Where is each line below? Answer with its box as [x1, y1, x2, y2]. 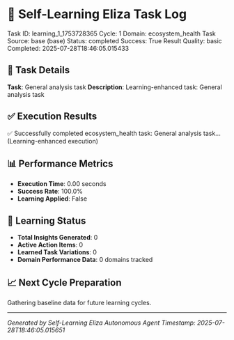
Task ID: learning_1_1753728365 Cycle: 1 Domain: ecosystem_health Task [7, 29, 216, 38]
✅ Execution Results [7, 111, 97, 123]
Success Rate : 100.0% [17, 187, 84, 196]
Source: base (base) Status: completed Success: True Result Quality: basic [7, 36, 223, 45]
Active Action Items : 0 [17, 240, 84, 249]
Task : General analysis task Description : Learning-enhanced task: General [7, 83, 223, 91]
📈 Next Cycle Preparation [7, 277, 122, 288]
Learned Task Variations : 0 [17, 248, 97, 256]
